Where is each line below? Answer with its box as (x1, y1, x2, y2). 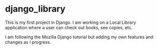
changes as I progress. (5, 39, 51, 45)
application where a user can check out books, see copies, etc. (5, 24, 133, 30)
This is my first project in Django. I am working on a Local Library (5, 19, 136, 25)
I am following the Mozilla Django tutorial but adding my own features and (5, 34, 154, 40)
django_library (5, 3, 66, 15)
